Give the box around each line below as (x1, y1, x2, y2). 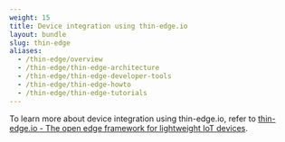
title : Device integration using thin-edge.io (9, 22, 188, 31)
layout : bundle (9, 30, 67, 39)
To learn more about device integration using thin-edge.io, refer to (9, 113, 256, 124)
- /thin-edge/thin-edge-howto (17, 80, 131, 89)
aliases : (9, 47, 43, 56)
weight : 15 (9, 13, 51, 22)
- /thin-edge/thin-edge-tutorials (17, 88, 147, 97)
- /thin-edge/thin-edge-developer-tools (17, 72, 172, 81)
